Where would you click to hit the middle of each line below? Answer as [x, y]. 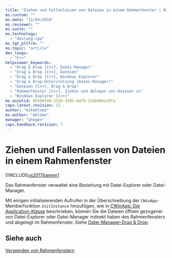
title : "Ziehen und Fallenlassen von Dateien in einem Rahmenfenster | [83, 10]
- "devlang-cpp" [27, 39]
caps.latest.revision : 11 [33, 106]
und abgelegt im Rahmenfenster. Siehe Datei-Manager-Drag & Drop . [77, 222]
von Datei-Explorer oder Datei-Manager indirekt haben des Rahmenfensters [85, 216]
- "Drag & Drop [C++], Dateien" [45, 72]
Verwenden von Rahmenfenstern [40, 251]
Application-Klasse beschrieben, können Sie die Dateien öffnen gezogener [84, 211]
